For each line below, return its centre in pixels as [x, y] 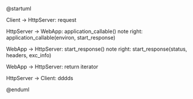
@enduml [18, 90]
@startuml [19, 9]
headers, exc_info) [29, 55]
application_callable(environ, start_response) [61, 37]
